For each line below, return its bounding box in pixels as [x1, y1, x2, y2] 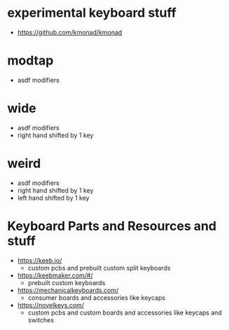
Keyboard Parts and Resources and [7, 218, 217, 234]
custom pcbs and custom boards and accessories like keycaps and [27, 308, 222, 317]
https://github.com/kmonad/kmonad [17, 28, 123, 36]
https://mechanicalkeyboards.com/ [17, 286, 119, 294]
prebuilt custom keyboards [27, 278, 106, 287]
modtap [7, 53, 54, 69]
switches [27, 315, 55, 324]
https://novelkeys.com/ [17, 301, 85, 309]
